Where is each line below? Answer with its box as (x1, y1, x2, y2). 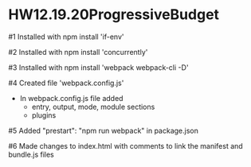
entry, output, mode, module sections (31, 102, 155, 111)
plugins (31, 110, 57, 120)
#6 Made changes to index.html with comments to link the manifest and (8, 141, 243, 150)
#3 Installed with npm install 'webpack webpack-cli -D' (8, 62, 189, 72)
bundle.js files (8, 150, 54, 159)
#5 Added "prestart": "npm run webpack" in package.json (8, 126, 199, 135)
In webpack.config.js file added (19, 93, 124, 103)
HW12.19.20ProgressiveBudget (8, 6, 220, 24)
